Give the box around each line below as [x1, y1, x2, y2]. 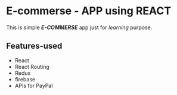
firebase [14, 75, 36, 83]
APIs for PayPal [14, 82, 53, 89]
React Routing [14, 63, 49, 70]
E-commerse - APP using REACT [6, 4, 172, 18]
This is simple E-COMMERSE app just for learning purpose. [6, 24, 153, 31]
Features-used [6, 41, 63, 51]
